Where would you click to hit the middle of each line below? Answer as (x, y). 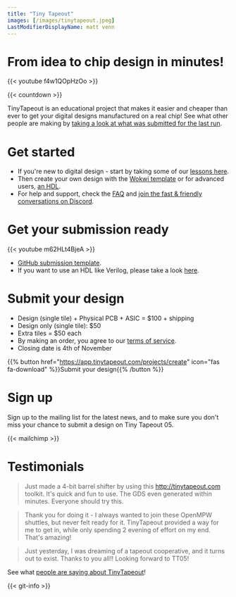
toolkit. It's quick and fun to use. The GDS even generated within (118, 494)
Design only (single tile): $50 (59, 326)
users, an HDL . (39, 187)
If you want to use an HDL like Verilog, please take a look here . (108, 270)
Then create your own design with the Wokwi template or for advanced (120, 179)
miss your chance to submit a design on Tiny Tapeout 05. (91, 425)
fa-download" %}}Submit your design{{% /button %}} (86, 370)
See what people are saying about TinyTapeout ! (77, 572)
